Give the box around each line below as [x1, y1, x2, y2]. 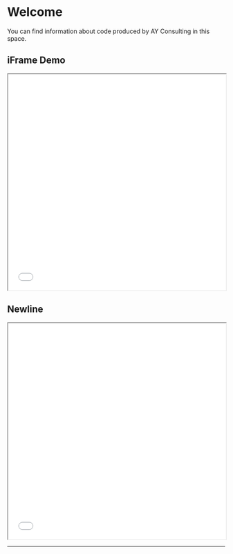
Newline [7, 304, 44, 315]
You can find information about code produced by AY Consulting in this [7, 27, 210, 35]
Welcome [7, 4, 63, 20]
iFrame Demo [7, 55, 66, 66]
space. [7, 34, 27, 42]
